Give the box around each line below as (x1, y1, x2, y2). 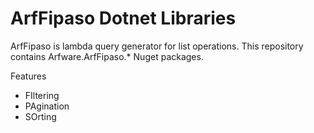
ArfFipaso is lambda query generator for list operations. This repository (10, 40, 304, 52)
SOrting (24, 110, 57, 122)
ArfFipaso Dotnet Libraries (10, 7, 237, 30)
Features (10, 70, 47, 82)
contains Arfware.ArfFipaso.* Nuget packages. (10, 50, 204, 62)
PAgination (24, 100, 70, 112)
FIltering (24, 89, 60, 101)
